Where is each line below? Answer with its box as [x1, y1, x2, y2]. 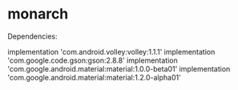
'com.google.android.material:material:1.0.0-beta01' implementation [7, 63, 231, 73]
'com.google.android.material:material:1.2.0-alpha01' [7, 72, 181, 82]
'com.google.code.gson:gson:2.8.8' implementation [7, 55, 178, 65]
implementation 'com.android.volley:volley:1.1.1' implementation [7, 47, 216, 56]
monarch [7, 5, 69, 23]
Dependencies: [7, 31, 58, 41]
